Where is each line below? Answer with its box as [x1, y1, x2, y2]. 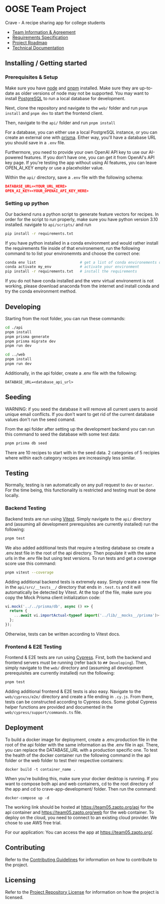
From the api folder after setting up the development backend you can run [5, 426, 155, 432]
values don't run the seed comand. [5, 416, 76, 422]
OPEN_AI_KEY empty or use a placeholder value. [5, 164, 104, 170]
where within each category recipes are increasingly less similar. [5, 455, 136, 461]
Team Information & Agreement [12, 29, 76, 35]
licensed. [5, 894, 24, 900]
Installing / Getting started [5, 59, 87, 67]
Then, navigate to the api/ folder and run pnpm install [5, 119, 116, 126]
